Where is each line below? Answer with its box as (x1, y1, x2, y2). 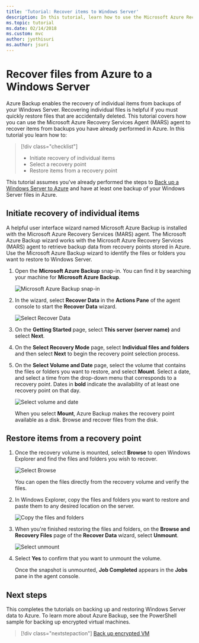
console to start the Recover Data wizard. (14, 302, 117, 310)
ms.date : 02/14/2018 (6, 25, 57, 31)
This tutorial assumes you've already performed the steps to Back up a (6, 178, 179, 185)
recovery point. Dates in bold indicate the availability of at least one (14, 380, 179, 387)
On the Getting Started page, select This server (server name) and (14, 326, 181, 333)
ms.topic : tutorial (6, 20, 54, 26)
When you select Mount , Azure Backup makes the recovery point (14, 409, 175, 417)
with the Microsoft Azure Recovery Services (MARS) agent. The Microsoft (6, 230, 187, 238)
